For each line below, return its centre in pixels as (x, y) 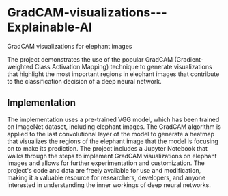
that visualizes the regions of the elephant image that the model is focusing (113, 141)
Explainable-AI (49, 27)
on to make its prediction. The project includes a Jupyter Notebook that (108, 148)
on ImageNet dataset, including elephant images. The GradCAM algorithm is (114, 126)
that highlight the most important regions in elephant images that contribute (113, 74)
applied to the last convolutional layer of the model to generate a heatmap (111, 134)
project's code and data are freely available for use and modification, (104, 170)
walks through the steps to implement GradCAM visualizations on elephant (112, 156)
